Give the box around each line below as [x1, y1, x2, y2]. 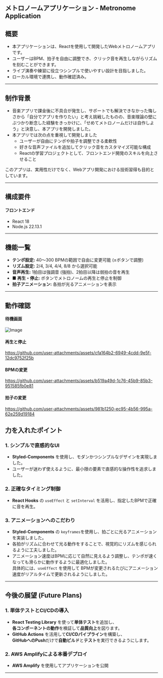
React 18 [12, 218, 30, 224]
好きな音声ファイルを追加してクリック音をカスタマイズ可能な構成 [19, 144, 151, 150]
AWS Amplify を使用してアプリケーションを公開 [12, 662, 109, 668]
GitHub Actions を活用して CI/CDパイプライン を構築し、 [12, 631, 125, 637]
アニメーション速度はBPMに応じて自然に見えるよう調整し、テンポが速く [12, 553, 158, 559]
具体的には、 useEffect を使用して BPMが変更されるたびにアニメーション [12, 565, 158, 571]
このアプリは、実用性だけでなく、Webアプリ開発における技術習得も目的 [5, 166, 150, 173]
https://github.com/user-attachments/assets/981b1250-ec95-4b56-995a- [5, 406, 153, 412]
